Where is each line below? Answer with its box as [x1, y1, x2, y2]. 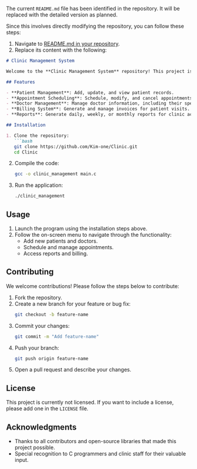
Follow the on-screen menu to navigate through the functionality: [14, 231, 172, 238]
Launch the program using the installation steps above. [14, 225, 148, 232]
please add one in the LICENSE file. [6, 405, 89, 412]
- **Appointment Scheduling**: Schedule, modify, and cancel [6, 95, 159, 101]
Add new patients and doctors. [23, 237, 98, 244]
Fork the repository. [14, 294, 63, 301]
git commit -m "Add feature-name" [14, 333, 99, 340]
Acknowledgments [6, 422, 77, 432]
